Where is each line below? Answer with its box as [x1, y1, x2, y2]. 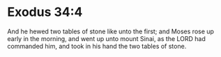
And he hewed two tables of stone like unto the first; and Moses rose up [7, 27, 215, 35]
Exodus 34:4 [7, 4, 83, 20]
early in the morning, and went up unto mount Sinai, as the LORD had [7, 34, 206, 42]
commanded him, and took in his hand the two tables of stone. [7, 42, 187, 50]
